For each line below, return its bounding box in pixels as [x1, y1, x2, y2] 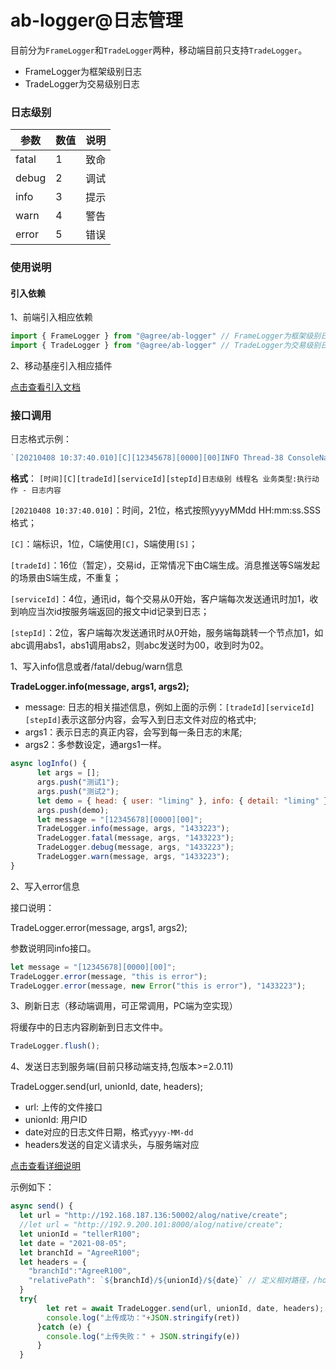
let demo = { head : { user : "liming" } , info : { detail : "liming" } [36, 796, 329, 806]
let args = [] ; [36, 768, 101, 778]
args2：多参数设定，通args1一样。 [24, 739, 167, 751]
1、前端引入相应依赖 [10, 311, 93, 323]
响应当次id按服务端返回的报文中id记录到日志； [18, 606, 210, 618]
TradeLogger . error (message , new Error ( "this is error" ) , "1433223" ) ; [10, 981, 307, 991]
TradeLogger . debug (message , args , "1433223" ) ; [36, 842, 235, 853]
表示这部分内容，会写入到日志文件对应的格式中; [61, 714, 257, 726]
